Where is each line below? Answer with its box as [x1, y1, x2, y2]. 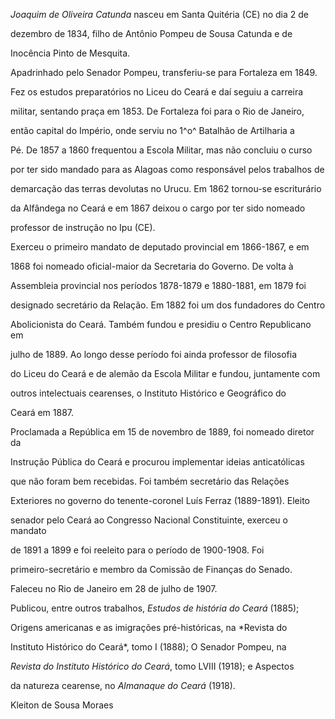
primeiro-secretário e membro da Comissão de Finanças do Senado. [10, 564, 293, 575]
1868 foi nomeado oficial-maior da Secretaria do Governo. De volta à [10, 260, 294, 272]
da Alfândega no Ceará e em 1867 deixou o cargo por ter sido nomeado [10, 202, 306, 214]
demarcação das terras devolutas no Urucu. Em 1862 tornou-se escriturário [10, 183, 322, 194]
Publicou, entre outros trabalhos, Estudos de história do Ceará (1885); [10, 602, 300, 614]
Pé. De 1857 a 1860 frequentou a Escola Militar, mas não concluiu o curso [10, 144, 313, 156]
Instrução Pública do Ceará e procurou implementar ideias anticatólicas [10, 456, 305, 468]
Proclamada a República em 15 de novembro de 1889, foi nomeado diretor [10, 426, 315, 438]
